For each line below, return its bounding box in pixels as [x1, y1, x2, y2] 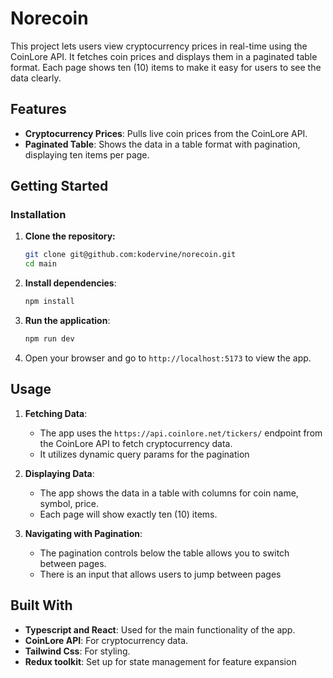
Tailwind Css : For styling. [24, 645, 131, 657]
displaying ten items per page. [24, 148, 150, 161]
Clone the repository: [24, 230, 116, 242]
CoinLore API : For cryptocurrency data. [24, 634, 189, 646]
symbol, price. [39, 497, 100, 509]
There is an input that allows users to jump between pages [39, 568, 282, 580]
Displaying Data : [24, 467, 95, 479]
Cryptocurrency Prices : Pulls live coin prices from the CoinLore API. [24, 127, 308, 139]
